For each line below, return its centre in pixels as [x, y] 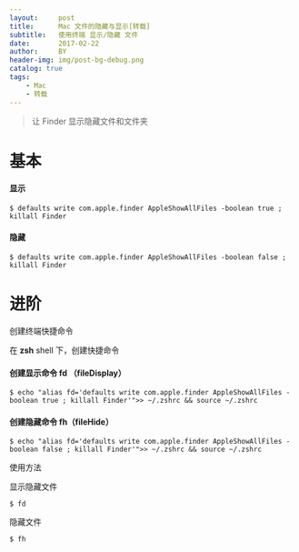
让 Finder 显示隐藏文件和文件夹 [90, 121]
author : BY [38, 52]
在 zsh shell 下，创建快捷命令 [65, 350]
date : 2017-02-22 [55, 43]
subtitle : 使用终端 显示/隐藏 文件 [74, 35]
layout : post [42, 18]
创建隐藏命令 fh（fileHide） [61, 422]
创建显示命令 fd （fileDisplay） [68, 373]
